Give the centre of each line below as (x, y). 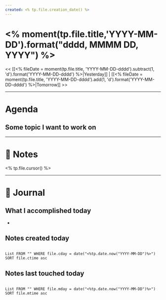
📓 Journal (25, 193)
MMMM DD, (114, 44)
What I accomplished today (48, 211)
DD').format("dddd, (46, 44)
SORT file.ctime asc (26, 258)
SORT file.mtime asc (26, 294)
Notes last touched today (45, 273)
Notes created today (37, 238)
